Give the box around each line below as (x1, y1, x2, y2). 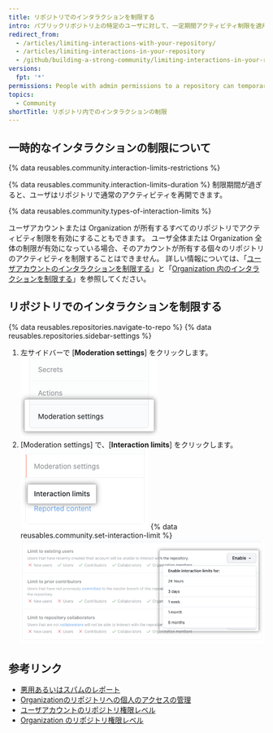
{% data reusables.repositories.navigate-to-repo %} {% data (8, 322, 212, 331)
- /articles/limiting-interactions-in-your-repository (15, 47, 206, 56)
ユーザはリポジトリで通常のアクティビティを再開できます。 (29, 190, 227, 200)
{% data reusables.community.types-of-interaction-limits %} (8, 206, 212, 216)
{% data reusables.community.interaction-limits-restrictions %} (8, 163, 221, 173)
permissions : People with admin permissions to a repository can (8, 81, 234, 90)
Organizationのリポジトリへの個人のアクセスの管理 (19, 695, 192, 704)
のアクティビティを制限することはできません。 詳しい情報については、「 (8, 253, 248, 264)
